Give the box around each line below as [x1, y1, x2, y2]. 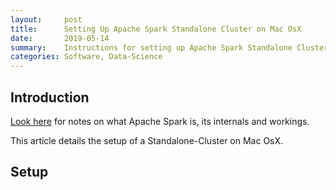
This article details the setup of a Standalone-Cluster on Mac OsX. [10, 134, 284, 146]
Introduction [10, 89, 90, 106]
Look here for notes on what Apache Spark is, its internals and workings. [10, 115, 310, 127]
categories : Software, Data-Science [10, 52, 163, 62]
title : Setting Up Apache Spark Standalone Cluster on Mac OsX [10, 24, 302, 34]
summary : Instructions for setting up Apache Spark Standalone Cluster [10, 42, 329, 53]
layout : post [10, 14, 83, 25]
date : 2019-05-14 [10, 33, 110, 43]
